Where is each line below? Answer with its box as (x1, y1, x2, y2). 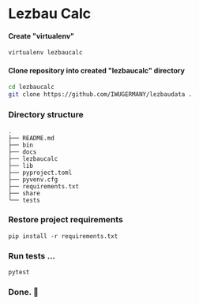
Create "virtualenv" (8, 31, 75, 40)
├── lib (8, 162, 34, 169)
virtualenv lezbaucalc (8, 49, 83, 57)
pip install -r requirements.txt (8, 232, 118, 240)
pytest (8, 269, 30, 277)
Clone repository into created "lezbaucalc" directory (8, 65, 186, 75)
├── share (8, 189, 41, 197)
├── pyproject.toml (8, 169, 73, 177)
